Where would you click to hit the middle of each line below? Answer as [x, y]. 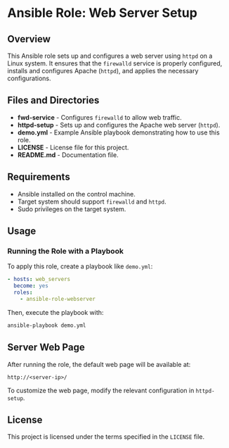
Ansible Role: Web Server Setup [103, 13]
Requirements [39, 177]
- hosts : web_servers [39, 280]
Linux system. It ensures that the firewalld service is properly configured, [115, 63]
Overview [29, 39]
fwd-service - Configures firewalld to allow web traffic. [99, 117]
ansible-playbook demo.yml [47, 325]
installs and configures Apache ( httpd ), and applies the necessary [103, 71]
